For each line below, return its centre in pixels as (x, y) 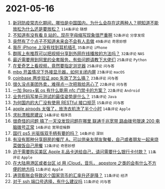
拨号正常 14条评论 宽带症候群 (44, 127)
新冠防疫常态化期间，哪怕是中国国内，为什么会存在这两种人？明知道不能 (85, 23)
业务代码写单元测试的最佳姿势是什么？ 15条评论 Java (65, 96)
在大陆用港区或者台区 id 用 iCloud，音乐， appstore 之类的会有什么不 (82, 163)
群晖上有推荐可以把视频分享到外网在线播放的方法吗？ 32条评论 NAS (79, 53)
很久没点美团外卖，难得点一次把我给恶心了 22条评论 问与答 (70, 84)
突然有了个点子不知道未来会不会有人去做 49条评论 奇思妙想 (70, 41)
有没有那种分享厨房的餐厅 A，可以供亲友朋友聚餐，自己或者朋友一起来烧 (85, 139)
